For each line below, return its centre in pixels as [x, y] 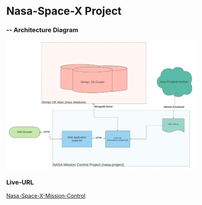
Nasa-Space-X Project [64, 11]
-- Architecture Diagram [42, 30]
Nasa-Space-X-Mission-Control [46, 195]
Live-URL [20, 183]
